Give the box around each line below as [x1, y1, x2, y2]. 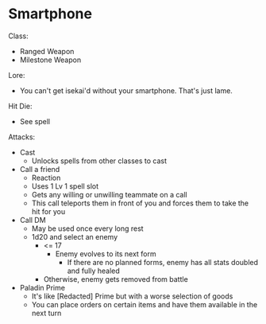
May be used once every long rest [31, 224, 145, 233]
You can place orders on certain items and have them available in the [31, 299, 258, 309]
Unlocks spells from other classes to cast [31, 156, 168, 166]
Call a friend [19, 164, 60, 174]
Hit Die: [8, 101, 33, 111]
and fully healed [67, 266, 121, 275]
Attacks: [8, 132, 36, 142]
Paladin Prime [19, 283, 66, 292]
